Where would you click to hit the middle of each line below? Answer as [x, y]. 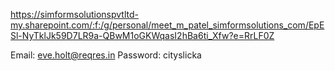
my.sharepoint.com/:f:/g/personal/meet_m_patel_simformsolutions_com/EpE [167, 25]
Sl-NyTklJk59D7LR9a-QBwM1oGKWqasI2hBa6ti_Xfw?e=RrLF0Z [142, 35]
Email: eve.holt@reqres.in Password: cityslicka [106, 55]
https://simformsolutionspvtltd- [74, 14]
